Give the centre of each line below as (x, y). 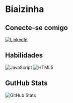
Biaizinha (25, 9)
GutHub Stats (27, 83)
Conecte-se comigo (36, 28)
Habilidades (24, 55)
